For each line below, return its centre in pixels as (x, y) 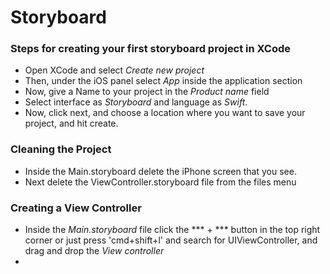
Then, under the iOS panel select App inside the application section (163, 81)
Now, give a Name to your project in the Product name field (147, 92)
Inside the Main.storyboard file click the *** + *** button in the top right (172, 230)
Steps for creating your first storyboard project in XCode (151, 49)
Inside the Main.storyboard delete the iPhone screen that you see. (160, 171)
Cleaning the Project (61, 149)
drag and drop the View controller (94, 251)
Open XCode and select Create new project (114, 70)
